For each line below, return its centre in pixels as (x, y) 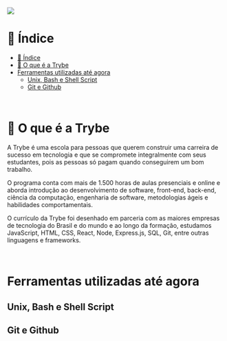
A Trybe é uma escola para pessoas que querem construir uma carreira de (113, 148)
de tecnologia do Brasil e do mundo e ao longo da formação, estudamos (109, 226)
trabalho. (20, 170)
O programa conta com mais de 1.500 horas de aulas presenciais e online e (114, 183)
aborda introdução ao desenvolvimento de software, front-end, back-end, (112, 191)
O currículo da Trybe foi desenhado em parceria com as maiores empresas (113, 218)
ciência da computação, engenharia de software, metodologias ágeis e (108, 197)
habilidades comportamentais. (50, 205)
